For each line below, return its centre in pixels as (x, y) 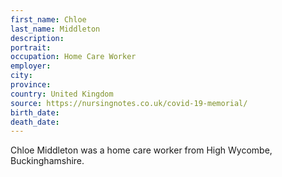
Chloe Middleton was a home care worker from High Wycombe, (141, 150)
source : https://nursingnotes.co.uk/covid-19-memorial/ (129, 103)
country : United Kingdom (62, 94)
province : (31, 85)
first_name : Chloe (48, 19)
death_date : (35, 122)
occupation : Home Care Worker (73, 57)
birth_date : (35, 112)
